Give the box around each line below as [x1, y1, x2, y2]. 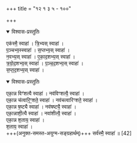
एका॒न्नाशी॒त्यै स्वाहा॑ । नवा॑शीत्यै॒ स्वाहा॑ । [6, 110, 76, 117]
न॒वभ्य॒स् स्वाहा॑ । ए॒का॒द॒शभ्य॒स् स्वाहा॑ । [6, 53, 75, 60]
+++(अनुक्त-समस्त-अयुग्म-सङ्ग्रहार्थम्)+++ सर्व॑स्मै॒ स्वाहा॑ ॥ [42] [6, 129, 132, 137]
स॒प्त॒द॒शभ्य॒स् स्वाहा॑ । [6, 66, 45, 73]
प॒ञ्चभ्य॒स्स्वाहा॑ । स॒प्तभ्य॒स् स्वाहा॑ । [6, 46, 70, 54]
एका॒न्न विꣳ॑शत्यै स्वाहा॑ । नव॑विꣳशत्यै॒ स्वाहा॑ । [6, 90, 85, 97]
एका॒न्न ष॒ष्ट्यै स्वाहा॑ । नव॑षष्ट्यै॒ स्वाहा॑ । [6, 103, 76, 110]
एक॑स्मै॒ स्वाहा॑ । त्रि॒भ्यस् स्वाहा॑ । [6, 40, 64, 46]
